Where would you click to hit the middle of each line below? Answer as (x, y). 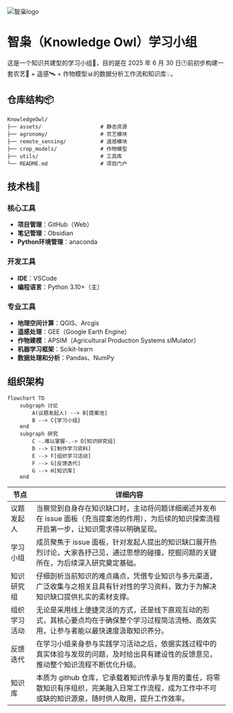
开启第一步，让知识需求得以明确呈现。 (98, 529)
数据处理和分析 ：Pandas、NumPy (66, 358)
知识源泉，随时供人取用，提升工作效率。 (123, 698)
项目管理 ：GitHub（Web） (55, 224)
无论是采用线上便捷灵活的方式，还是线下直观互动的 (119, 609)
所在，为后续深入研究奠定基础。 (88, 563)
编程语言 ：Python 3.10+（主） (60, 287)
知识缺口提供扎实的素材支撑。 (85, 596)
